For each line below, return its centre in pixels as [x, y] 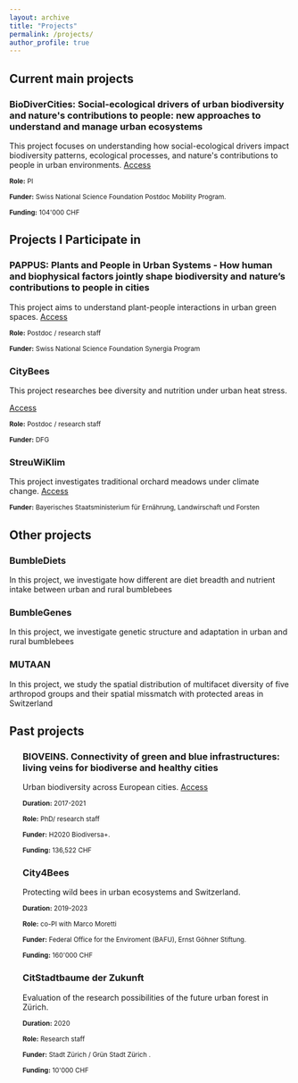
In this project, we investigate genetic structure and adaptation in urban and [149, 632]
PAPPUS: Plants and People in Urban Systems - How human [141, 265]
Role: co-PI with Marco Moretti [70, 924]
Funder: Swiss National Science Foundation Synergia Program [105, 348]
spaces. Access [39, 316]
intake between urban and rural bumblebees [91, 589]
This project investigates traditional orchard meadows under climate [134, 482]
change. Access [39, 491]
